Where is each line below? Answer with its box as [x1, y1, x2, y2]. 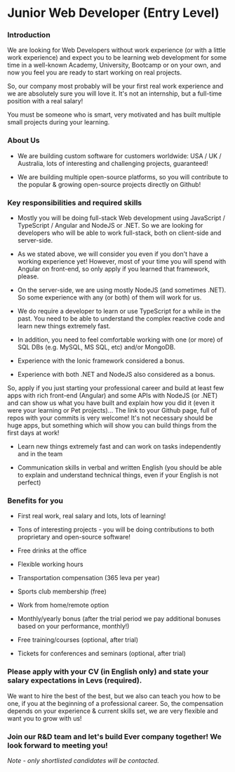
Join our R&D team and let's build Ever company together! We [7, 731, 222, 741]
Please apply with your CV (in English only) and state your [7, 667, 209, 676]
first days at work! [7, 429, 60, 437]
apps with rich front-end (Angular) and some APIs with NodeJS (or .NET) [7, 392, 218, 400]
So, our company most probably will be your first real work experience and [7, 82, 224, 91]
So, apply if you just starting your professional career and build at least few [7, 384, 224, 392]
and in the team [17, 450, 63, 458]
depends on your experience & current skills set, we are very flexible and [7, 707, 219, 715]
